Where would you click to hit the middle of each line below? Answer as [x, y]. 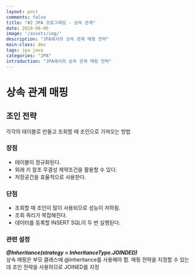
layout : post [22, 12]
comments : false [26, 17]
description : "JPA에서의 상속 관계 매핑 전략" [58, 39]
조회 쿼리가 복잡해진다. [41, 215]
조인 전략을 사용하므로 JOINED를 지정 [56, 267]
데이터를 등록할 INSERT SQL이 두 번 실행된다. [68, 223]
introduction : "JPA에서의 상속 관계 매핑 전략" [59, 61]
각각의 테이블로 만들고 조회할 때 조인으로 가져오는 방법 [69, 131]
